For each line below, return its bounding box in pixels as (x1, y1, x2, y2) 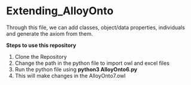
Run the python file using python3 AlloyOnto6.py (14, 65, 138, 73)
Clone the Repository (14, 53, 67, 60)
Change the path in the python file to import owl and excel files (14, 59, 170, 67)
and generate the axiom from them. (6, 30, 94, 37)
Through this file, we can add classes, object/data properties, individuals (6, 24, 185, 31)
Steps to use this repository (6, 42, 76, 49)
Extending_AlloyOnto (6, 4, 114, 18)
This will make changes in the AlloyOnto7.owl (14, 72, 126, 79)
